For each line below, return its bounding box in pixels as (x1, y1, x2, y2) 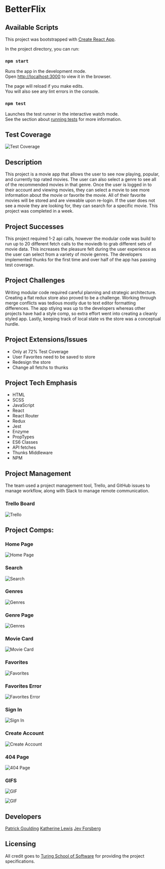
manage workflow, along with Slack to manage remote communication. (5, 488, 150, 494)
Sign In (5, 706, 22, 713)
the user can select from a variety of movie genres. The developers (5, 251, 142, 257)
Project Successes (5, 222, 64, 231)
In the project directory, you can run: (5, 46, 80, 52)
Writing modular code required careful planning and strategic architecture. (5, 289, 157, 295)
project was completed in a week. (5, 208, 74, 214)
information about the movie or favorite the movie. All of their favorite (5, 192, 146, 198)
